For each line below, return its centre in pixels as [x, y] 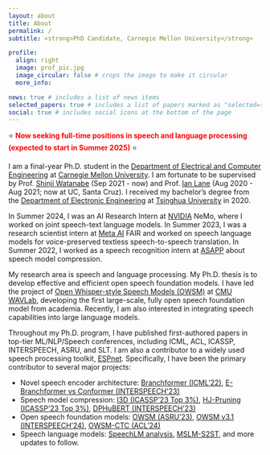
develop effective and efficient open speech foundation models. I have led [131, 283]
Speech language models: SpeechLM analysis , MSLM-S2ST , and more [137, 434]
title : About [30, 23]
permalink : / [30, 31]
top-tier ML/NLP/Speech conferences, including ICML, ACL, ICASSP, [122, 341]
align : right [37, 60]
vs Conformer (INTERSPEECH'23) [124, 391]
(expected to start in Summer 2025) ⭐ [73, 148]
